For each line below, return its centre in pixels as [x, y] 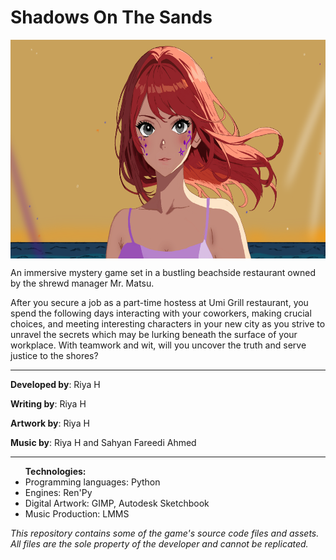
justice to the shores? [54, 355]
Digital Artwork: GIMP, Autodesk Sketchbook [117, 503]
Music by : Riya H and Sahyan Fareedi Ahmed [103, 442]
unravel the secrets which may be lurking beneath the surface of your [154, 334]
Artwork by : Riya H [50, 423]
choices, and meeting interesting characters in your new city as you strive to [168, 323]
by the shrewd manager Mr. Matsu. [82, 283]
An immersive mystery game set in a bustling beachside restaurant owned [163, 272]
